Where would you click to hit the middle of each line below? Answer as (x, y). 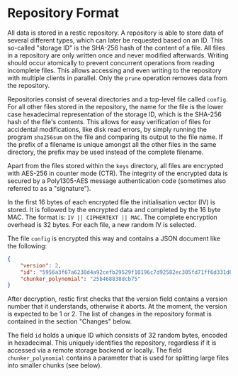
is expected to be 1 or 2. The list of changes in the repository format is (110, 314)
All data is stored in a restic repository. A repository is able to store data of (116, 33)
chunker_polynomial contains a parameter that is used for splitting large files (118, 358)
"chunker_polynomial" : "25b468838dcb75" (80, 279)
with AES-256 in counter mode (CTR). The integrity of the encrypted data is (118, 173)
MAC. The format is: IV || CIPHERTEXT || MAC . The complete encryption (112, 217)
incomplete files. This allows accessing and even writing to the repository (114, 70)
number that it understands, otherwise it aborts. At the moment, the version (117, 306)
